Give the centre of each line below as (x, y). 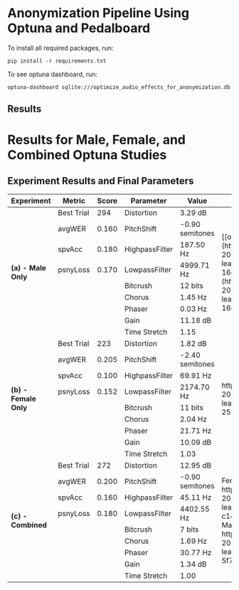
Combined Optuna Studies (87, 155)
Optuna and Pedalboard (79, 28)
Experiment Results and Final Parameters (101, 180)
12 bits (192, 286)
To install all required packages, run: (60, 48)
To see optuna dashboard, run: (53, 74)
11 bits (192, 408)
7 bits (190, 530)
